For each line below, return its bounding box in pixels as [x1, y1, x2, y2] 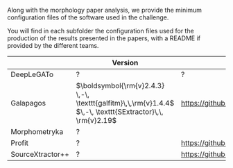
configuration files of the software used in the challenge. [7, 13, 169, 22]
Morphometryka [10, 127, 64, 136]
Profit [10, 138, 29, 148]
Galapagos [10, 99, 46, 108]
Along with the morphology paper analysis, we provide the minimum [7, 6, 202, 14]
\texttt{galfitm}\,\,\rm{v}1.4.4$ [76, 99, 175, 108]
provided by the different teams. [7, 42, 99, 49]
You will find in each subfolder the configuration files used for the [7, 27, 194, 35]
